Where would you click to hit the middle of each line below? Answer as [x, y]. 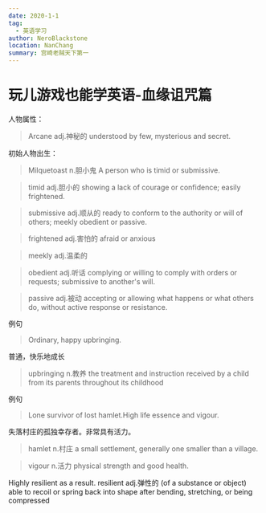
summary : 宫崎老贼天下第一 [49, 53]
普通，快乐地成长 [37, 356]
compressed [29, 500]
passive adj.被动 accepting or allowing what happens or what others [141, 298]
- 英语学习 [31, 31]
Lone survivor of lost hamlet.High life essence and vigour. [123, 415]
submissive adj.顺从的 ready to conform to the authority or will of [135, 213]
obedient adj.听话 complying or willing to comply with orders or [133, 272]
